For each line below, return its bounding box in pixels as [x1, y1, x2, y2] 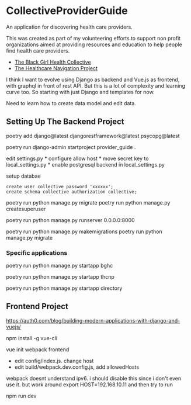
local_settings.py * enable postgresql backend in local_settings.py [6, 161, 165, 168]
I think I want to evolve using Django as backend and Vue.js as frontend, [6, 76, 180, 83]
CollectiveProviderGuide [6, 4, 129, 18]
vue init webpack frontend [6, 346, 70, 353]
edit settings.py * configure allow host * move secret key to [6, 155, 149, 162]
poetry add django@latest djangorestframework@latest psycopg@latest [6, 132, 180, 139]
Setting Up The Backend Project [6, 117, 124, 127]
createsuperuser [6, 205, 46, 212]
